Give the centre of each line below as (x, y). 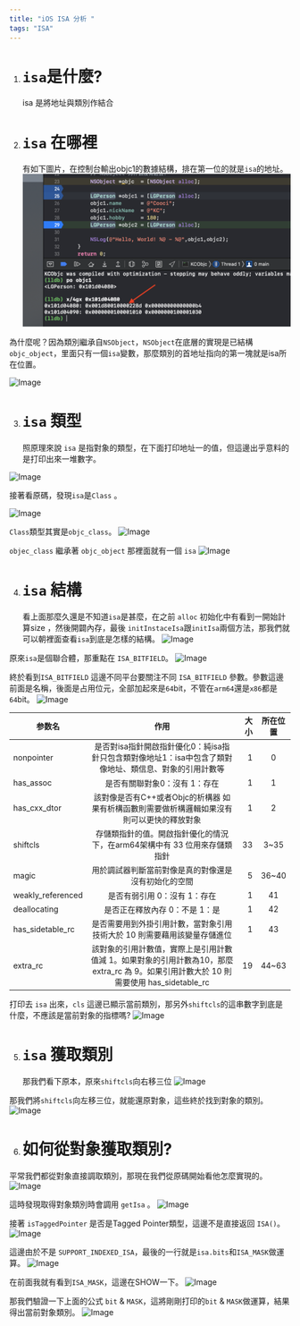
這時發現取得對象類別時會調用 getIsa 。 (82, 1204)
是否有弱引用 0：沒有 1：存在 (162, 896)
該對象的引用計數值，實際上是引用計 (158, 949)
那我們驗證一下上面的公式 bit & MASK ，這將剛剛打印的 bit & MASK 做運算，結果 (150, 1301)
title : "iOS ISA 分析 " (52, 19)
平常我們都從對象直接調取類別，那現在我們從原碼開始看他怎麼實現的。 (138, 1176)
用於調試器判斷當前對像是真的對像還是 (162, 870)
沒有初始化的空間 (162, 881)
